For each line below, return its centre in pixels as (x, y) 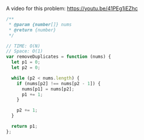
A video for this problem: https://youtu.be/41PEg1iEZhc (72, 8)
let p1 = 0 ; (26, 62)
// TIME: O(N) (23, 46)
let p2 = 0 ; (26, 68)
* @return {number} (32, 30)
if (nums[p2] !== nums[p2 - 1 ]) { (59, 83)
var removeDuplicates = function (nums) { (59, 57)
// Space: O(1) (25, 51)
